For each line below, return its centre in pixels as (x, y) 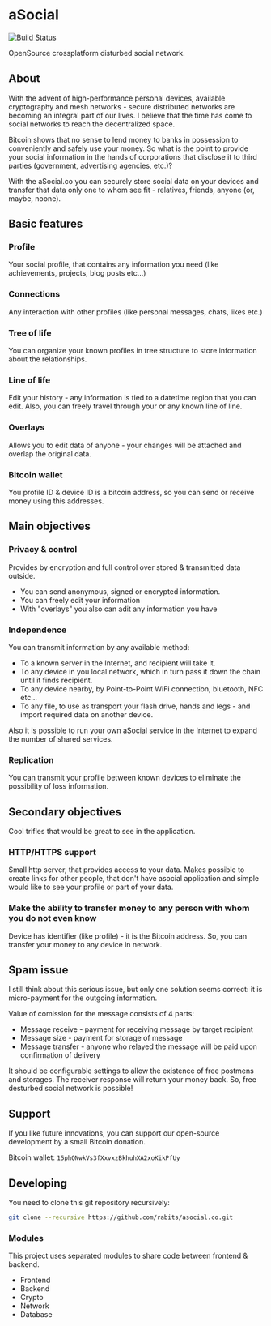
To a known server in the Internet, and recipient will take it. (118, 663)
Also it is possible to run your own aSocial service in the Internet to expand (133, 730)
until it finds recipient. (56, 680)
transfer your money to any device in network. (85, 944)
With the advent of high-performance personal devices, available (117, 98)
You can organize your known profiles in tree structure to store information (133, 351)
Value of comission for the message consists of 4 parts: (102, 1014)
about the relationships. (48, 359)
